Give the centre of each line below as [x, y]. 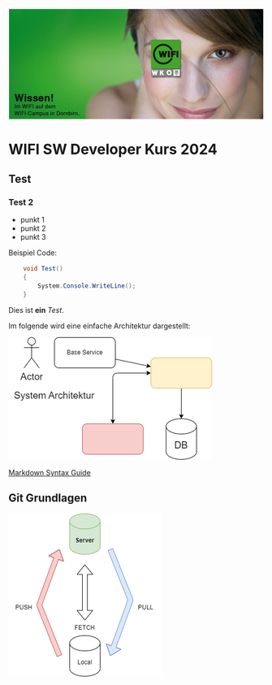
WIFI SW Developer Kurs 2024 [113, 149]
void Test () [43, 269]
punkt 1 [32, 220]
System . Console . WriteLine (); [87, 286]
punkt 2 [33, 228]
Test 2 [21, 202]
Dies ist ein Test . [37, 310]
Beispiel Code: [32, 253]
